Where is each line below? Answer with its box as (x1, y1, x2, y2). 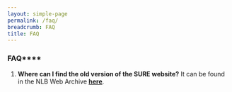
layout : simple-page (7, 10, 69, 18)
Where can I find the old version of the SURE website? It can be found (17, 69, 225, 78)
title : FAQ (7, 30, 40, 38)
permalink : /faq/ (7, 17, 59, 24)
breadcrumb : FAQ (7, 23, 55, 30)
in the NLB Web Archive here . (17, 77, 105, 86)
